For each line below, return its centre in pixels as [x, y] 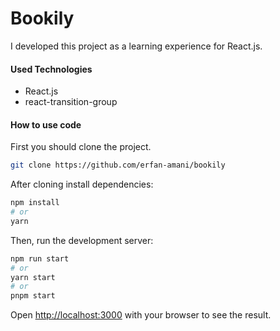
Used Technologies [51, 69]
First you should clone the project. [81, 147]
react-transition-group [71, 102]
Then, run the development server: [82, 240]
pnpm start [33, 296]
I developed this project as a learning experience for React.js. [136, 46]
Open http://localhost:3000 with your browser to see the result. [141, 315]
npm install [35, 203]
